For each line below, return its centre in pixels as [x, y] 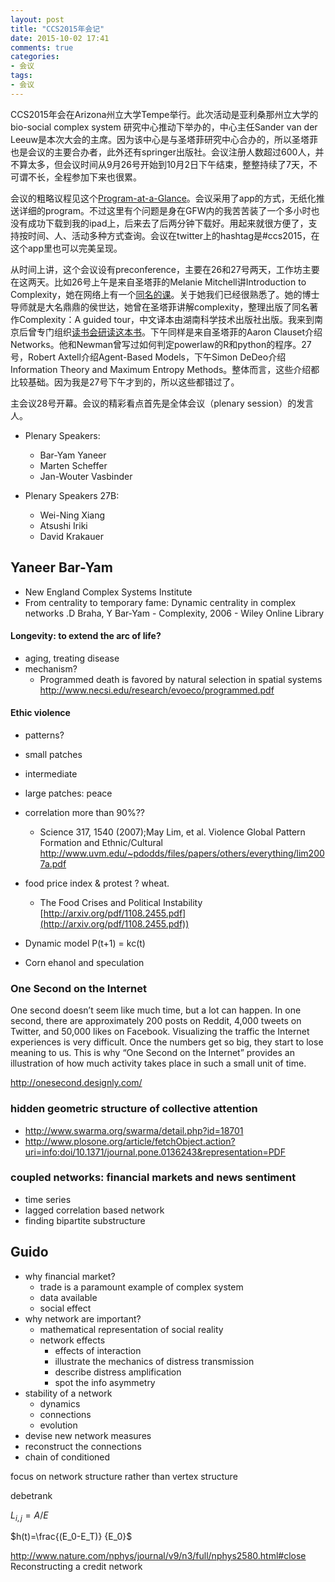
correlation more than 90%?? [85, 812]
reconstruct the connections [83, 1446]
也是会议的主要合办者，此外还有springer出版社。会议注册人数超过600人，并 [167, 152]
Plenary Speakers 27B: [72, 495]
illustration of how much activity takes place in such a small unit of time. [158, 1063]
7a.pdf [53, 863]
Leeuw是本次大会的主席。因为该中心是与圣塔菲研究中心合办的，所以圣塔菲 [164, 139]
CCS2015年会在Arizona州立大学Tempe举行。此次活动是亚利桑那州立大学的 [164, 114]
